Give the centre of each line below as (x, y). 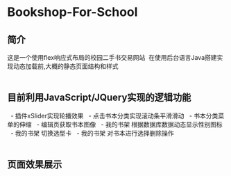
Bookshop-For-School (72, 12)
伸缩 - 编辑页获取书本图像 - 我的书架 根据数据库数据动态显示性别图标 (121, 124)
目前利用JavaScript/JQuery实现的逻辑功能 (99, 98)
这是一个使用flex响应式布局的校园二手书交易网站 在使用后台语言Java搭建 (112, 57)
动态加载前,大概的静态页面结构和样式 (66, 66)
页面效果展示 (35, 165)
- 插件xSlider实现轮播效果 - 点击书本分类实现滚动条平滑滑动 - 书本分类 (114, 115)
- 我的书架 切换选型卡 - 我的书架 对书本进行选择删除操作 (92, 133)
